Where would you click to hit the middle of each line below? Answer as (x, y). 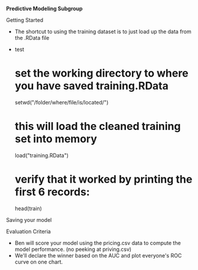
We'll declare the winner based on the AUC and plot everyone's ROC (98, 255)
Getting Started (25, 20)
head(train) (28, 208)
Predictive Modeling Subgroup (44, 9)
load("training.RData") (42, 155)
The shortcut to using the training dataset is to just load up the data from (103, 31)
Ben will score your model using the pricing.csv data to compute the (98, 243)
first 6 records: (52, 192)
